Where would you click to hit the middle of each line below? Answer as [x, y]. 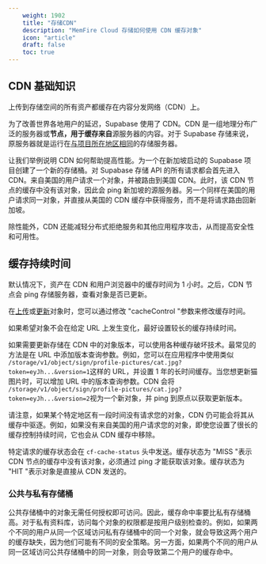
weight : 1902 [44, 15]
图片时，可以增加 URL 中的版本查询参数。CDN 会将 [92, 381]
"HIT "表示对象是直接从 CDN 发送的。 [69, 471]
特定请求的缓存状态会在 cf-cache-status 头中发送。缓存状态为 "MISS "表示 [130, 451]
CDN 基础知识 [42, 87]
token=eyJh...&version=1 [49, 372]
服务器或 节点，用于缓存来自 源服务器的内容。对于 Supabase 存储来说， [137, 133]
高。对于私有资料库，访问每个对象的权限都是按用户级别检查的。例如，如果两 [133, 522]
